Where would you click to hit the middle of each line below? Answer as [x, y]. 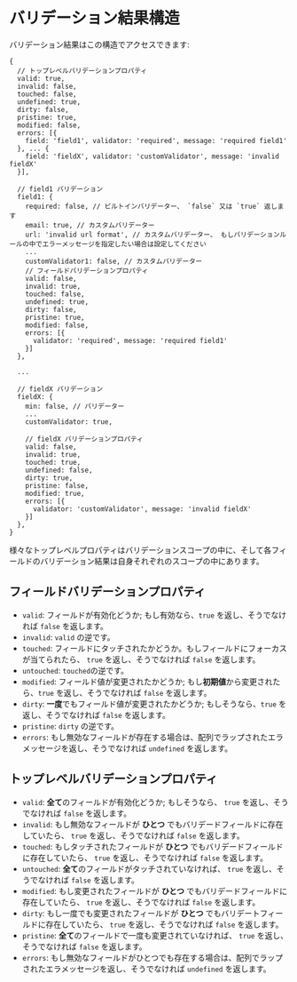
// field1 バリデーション [60, 189]
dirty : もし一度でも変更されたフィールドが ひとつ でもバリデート [141, 913]
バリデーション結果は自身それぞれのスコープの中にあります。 [152, 561]
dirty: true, [49, 478]
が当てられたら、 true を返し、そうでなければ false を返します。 [141, 659]
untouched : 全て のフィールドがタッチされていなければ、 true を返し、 [149, 868]
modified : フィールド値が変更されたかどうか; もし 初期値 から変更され [147, 682]
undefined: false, [59, 470]
